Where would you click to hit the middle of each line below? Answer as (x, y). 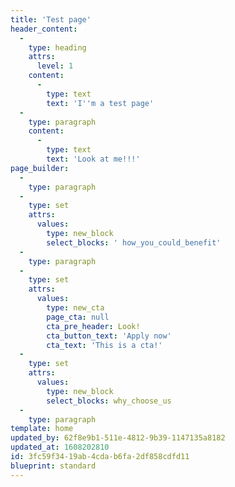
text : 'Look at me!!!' (93, 159)
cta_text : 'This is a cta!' (104, 345)
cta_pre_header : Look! (93, 326)
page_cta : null (78, 317)
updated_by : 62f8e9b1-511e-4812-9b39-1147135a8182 (118, 438)
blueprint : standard (53, 466)
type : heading (57, 47)
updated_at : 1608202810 (60, 447)
